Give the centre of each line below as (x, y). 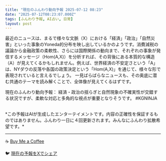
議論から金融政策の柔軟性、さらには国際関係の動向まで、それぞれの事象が (81, 51)
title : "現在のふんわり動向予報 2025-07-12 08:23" (54, 10)
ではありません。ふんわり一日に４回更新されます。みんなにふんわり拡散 (83, 120)
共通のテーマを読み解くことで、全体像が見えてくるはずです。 (72, 82)
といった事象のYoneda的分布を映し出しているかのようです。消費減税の (86, 45)
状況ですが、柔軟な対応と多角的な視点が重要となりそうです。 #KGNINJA (83, 98)
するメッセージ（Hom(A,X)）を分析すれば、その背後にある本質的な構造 (82, 57)
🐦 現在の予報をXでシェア (31, 154)
